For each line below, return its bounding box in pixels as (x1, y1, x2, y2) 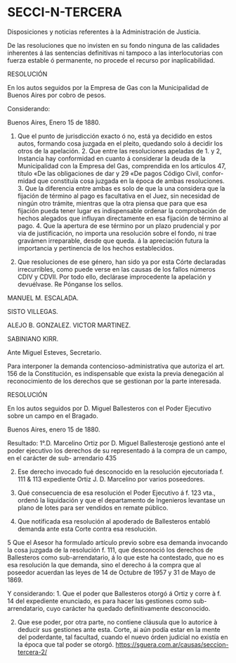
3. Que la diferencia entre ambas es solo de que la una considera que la (17, 184, 225, 192)
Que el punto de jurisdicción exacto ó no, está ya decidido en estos (17, 132, 213, 140)
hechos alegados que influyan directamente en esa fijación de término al (17, 214, 228, 222)
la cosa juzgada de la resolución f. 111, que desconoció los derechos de (7, 545, 214, 554)
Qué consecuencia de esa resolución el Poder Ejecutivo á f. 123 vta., (17, 488, 216, 497)
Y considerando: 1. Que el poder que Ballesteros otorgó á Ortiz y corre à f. (7, 589, 221, 598)
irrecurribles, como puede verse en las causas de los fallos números (17, 265, 216, 273)
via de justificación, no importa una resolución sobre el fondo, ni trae (17, 229, 217, 237)
